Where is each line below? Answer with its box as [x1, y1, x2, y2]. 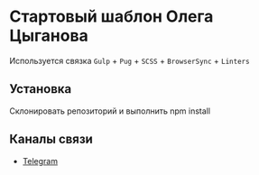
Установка [9, 81, 72, 97]
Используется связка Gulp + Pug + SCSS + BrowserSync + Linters [9, 55, 250, 66]
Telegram [22, 155, 59, 166]
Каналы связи [9, 132, 93, 147]
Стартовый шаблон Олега [9, 6, 214, 27]
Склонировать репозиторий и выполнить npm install [9, 106, 210, 116]
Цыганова [9, 25, 88, 46]
